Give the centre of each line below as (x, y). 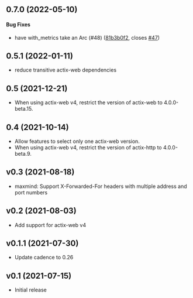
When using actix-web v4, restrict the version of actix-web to (88, 102)
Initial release (30, 290)
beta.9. (23, 154)
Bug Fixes (18, 24)
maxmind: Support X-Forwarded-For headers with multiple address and (101, 186)
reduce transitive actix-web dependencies (66, 70)
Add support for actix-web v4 (50, 225)
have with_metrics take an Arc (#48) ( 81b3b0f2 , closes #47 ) (87, 37)
